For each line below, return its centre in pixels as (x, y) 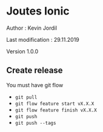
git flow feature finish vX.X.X (56, 110)
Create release (35, 71)
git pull (26, 97)
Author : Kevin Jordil (32, 28)
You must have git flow (35, 85)
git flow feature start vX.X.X (55, 104)
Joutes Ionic (38, 11)
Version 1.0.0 (22, 51)
